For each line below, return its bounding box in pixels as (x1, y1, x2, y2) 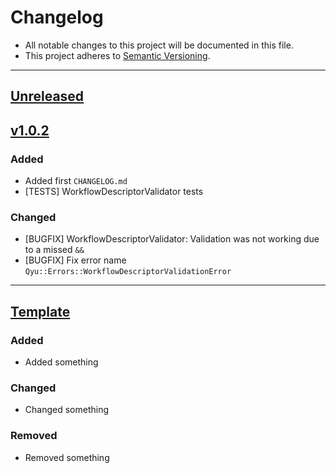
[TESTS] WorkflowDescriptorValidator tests (24, 186, 204, 198)
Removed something (24, 451, 110, 463)
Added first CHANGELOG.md (24, 175, 128, 187)
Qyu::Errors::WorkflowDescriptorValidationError (24, 267, 232, 277)
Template (10, 303, 71, 320)
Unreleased (10, 88, 85, 105)
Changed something (24, 404, 110, 416)
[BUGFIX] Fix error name (24, 254, 127, 266)
